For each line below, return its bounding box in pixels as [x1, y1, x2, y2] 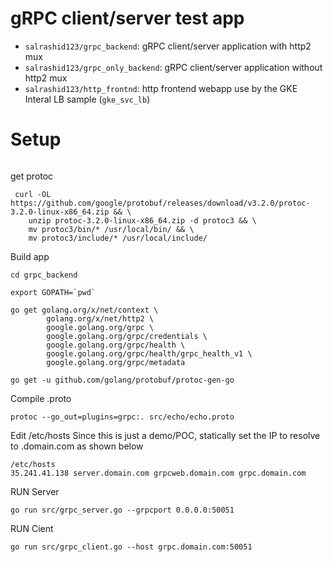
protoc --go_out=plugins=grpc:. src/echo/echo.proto [10, 412, 235, 422]
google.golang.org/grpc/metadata [46, 357, 186, 367]
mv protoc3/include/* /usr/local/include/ [28, 233, 208, 243]
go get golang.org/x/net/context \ [10, 305, 159, 315]
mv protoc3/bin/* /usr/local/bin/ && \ [28, 224, 195, 234]
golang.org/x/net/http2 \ [46, 313, 155, 324]
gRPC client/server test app [10, 7, 245, 30]
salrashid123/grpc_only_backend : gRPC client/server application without [24, 61, 323, 73]
